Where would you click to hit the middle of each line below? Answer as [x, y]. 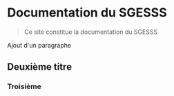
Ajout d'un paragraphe [39, 45]
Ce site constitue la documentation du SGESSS [91, 32]
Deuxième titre [40, 67]
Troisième [24, 86]
